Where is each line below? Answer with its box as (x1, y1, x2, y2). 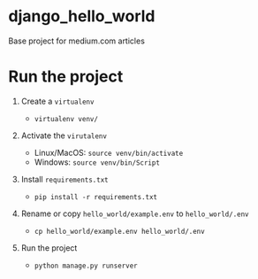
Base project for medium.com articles (8, 35, 145, 46)
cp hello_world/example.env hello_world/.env (34, 227, 205, 236)
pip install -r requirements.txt (34, 192, 158, 201)
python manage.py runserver (34, 261, 138, 270)
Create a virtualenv (20, 96, 95, 106)
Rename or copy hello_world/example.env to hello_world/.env (20, 208, 249, 219)
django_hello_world (8, 6, 156, 27)
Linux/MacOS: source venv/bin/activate (34, 147, 184, 158)
